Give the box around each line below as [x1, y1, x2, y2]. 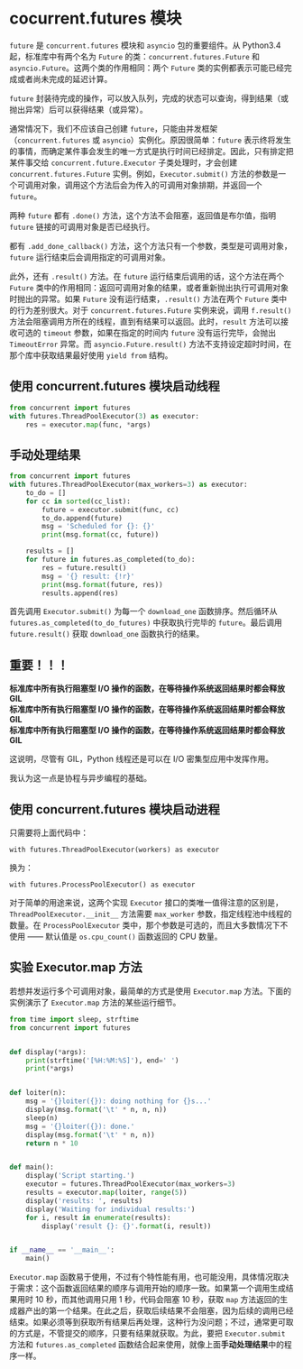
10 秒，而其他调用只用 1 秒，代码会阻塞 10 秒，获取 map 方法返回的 [34, 1294, 280, 1305]
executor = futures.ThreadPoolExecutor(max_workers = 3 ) [25, 1180, 236, 1189]
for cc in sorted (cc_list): [25, 497, 131, 506]
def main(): [9, 1162, 54, 1172]
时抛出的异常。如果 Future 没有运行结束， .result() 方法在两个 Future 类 [9, 293, 280, 304]
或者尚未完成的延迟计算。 [16, 73, 113, 84]
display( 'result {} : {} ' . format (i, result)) [41, 1221, 212, 1231]
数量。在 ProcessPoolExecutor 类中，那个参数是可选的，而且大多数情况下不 [9, 920, 289, 931]
